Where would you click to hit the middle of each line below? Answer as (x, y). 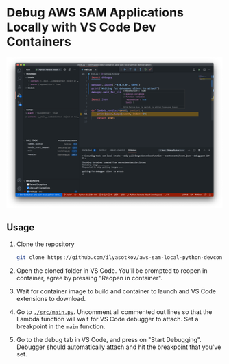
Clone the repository (45, 244)
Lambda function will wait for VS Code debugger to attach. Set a (107, 319)
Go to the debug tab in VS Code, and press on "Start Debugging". (109, 339)
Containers (39, 42)
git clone (31, 257)
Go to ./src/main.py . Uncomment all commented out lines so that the (114, 312)
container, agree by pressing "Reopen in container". (89, 278)
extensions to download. (51, 298)
